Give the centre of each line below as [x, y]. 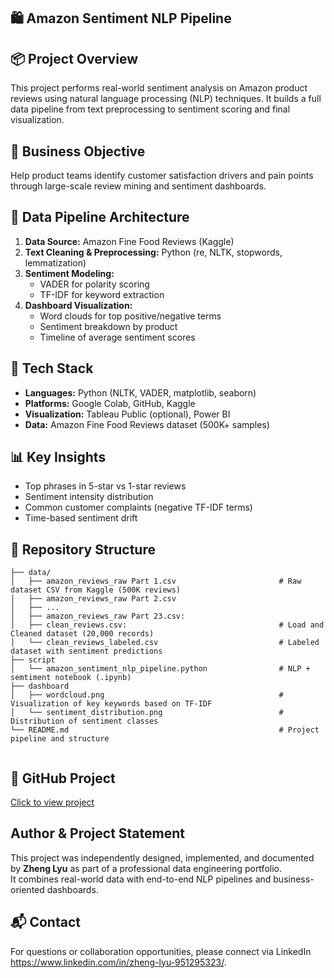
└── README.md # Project [165, 730]
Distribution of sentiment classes [84, 721]
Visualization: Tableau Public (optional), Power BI [127, 414]
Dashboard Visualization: [78, 305]
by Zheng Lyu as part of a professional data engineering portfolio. [146, 868]
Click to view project [52, 802]
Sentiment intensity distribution [89, 497]
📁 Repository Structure [83, 549]
